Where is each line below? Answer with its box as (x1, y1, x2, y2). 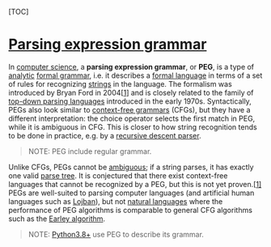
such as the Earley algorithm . (8, 214, 106, 224)
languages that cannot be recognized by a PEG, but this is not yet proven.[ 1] (8, 179, 262, 189)
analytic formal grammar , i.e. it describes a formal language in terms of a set (8, 70, 263, 80)
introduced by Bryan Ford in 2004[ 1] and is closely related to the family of (8, 87, 254, 97)
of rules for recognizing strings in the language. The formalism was (8, 79, 232, 88)
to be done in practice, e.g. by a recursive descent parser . (8, 130, 201, 140)
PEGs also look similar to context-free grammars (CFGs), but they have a (8, 104, 251, 114)
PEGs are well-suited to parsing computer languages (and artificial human (8, 188, 255, 198)
